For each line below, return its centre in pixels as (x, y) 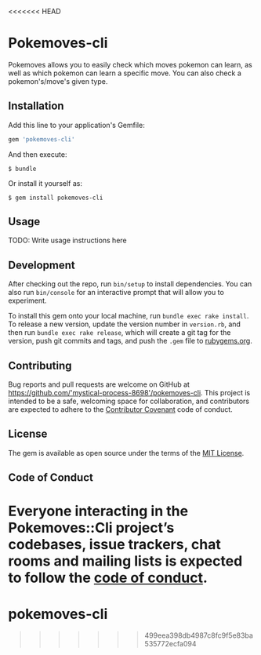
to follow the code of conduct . (108, 578)
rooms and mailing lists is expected (125, 561)
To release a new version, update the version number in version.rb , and (125, 324)
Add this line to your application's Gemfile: (76, 125)
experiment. (27, 300)
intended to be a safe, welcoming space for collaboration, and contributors (129, 401)
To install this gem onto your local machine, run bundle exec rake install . (129, 316)
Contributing (40, 365)
